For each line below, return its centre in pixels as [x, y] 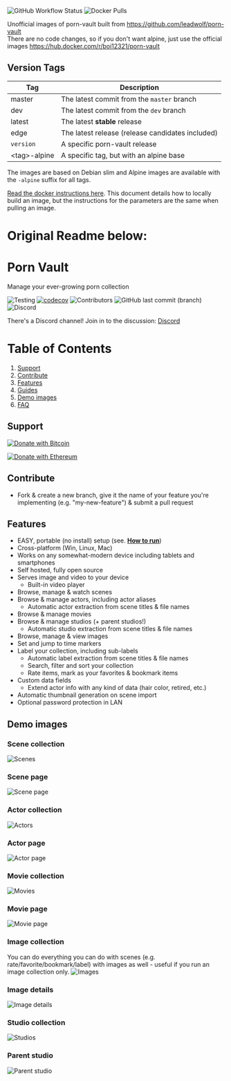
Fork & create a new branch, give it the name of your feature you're [113, 495]
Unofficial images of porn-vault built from [66, 24]
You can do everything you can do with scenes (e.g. [81, 957]
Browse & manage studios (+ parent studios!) [82, 621]
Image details [30, 990]
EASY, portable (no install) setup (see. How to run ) [89, 540]
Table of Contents [59, 349]
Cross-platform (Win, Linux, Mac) [65, 548]
